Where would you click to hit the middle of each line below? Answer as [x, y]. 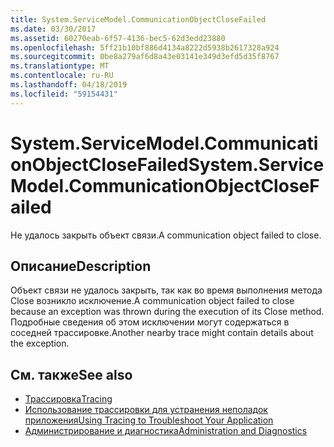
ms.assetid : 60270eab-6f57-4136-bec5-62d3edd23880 [118, 38]
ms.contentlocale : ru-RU [62, 76]
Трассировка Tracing [68, 399]
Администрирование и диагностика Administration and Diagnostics [166, 431]
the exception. [40, 343]
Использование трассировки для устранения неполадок [146, 410]
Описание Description [81, 266]
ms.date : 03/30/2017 [53, 29]
